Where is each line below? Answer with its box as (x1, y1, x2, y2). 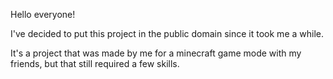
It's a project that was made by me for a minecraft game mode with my (10, 47, 302, 59)
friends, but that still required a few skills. (10, 58, 180, 69)
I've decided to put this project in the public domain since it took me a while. (10, 28, 324, 39)
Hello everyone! (10, 9, 76, 20)
